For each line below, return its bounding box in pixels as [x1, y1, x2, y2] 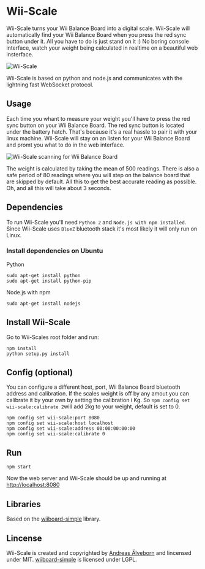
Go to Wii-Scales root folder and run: [6, 333, 99, 341]
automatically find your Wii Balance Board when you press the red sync [6, 31, 187, 38]
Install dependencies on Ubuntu [6, 246, 103, 255]
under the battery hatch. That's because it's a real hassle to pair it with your [6, 128, 198, 136]
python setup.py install [6, 351, 70, 357]
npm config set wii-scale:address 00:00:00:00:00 [6, 426, 136, 432]
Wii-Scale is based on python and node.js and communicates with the [6, 74, 183, 82]
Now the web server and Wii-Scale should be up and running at [6, 475, 167, 482]
